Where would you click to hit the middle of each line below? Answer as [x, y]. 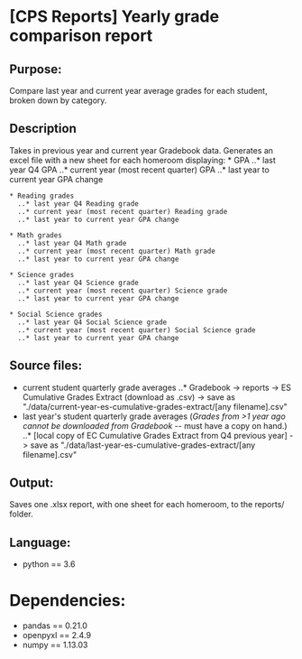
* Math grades [36, 235]
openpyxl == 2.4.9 [57, 636]
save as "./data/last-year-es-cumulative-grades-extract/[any [143, 445]
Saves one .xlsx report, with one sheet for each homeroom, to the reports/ [147, 505]
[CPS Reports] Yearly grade [114, 17]
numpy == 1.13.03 [55, 645]
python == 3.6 [49, 564]
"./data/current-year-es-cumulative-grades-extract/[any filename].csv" [155, 406]
